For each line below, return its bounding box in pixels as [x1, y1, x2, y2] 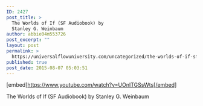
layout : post [6, 43, 39, 49]
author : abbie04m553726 [6, 31, 66, 37]
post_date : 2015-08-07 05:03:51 [6, 64, 88, 71]
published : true [6, 59, 47, 65]
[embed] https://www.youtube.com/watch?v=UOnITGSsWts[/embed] [6, 81, 177, 89]
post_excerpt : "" [6, 37, 50, 43]
